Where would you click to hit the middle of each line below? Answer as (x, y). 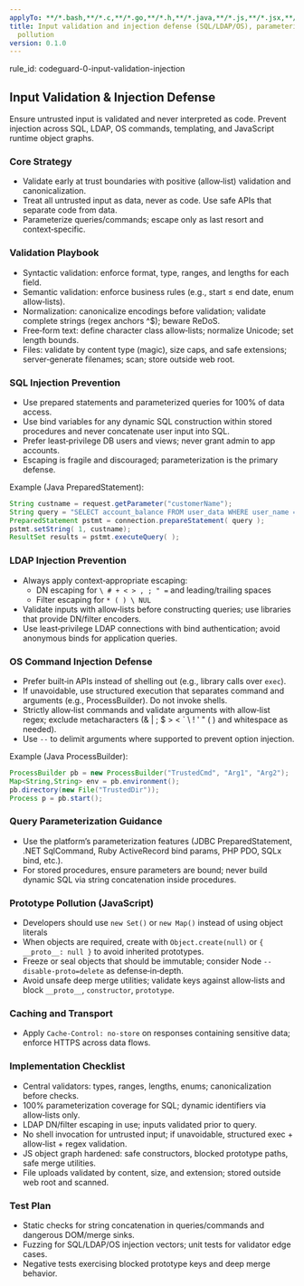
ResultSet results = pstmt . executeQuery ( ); (95, 538)
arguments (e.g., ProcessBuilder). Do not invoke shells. (125, 700)
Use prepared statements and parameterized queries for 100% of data (153, 402)
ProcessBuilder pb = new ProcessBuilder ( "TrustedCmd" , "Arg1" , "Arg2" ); (149, 773)
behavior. (40, 1273)
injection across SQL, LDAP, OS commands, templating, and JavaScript (142, 129)
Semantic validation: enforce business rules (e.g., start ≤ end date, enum (158, 291)
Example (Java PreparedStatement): (77, 487)
